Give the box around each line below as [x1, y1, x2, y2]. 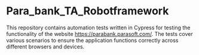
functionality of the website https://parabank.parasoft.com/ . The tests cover [6, 30, 193, 37]
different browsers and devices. [6, 43, 85, 50]
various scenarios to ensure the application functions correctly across [6, 36, 179, 44]
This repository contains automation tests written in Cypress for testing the [6, 24, 191, 31]
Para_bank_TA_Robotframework [6, 4, 169, 18]
